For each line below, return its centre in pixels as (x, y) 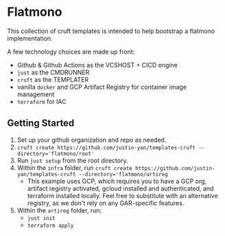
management (36, 94)
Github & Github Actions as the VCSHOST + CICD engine (97, 65)
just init (42, 218)
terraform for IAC (42, 101)
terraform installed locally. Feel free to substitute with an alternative (122, 195)
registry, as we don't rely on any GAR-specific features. (106, 203)
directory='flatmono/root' (56, 153)
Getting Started (41, 124)
